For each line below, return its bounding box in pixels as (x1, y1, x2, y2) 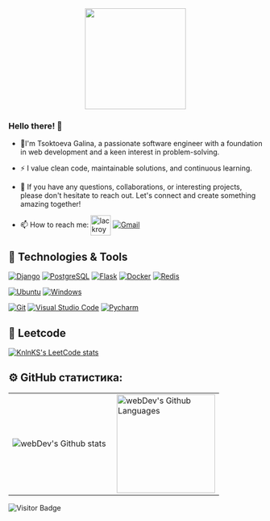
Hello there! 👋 (8, 120, 63, 132)
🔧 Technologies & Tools (8, 250, 128, 263)
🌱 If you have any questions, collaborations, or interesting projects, (19, 182, 243, 192)
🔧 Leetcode (8, 326, 67, 340)
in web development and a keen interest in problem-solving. (19, 147, 220, 157)
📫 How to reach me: (19, 220, 89, 229)
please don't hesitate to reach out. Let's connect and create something (19, 191, 256, 200)
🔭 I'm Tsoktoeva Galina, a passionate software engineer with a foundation (19, 139, 263, 149)
